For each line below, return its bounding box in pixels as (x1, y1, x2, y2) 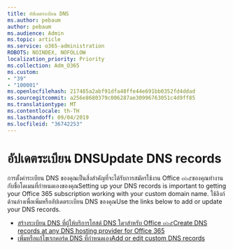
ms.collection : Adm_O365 (7, 62, 80, 69)
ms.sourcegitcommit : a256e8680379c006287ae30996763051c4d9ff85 (7, 95, 196, 102)
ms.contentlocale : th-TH (7, 107, 80, 114)
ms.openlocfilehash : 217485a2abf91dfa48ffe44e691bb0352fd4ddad (7, 88, 196, 95)
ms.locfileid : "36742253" (7, 120, 83, 128)
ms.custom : (7, 68, 39, 75)
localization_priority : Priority (7, 56, 105, 63)
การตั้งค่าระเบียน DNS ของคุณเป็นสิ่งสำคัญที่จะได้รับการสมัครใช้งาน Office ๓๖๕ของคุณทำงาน (7, 174, 224, 182)
